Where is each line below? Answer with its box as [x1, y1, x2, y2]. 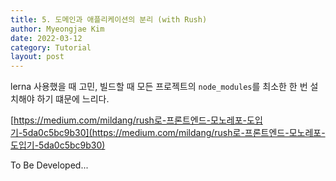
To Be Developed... [10, 159, 89, 171]
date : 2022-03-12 [10, 33, 83, 43]
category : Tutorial [10, 42, 92, 53]
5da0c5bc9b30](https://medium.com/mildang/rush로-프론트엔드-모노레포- [22, 127, 326, 139]
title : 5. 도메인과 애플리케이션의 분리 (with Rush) [10, 14, 208, 25]
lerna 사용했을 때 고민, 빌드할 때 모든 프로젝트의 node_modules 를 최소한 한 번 [10, 81, 308, 93]
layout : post [10, 52, 65, 62]
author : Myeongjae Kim [10, 24, 105, 34]
